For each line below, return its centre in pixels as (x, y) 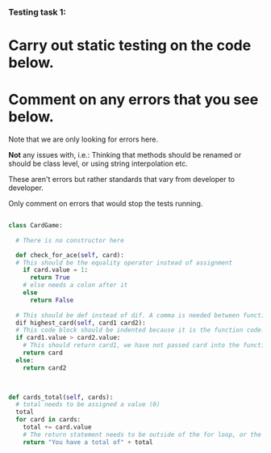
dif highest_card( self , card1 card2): (81, 323)
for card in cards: (48, 420)
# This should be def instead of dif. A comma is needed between (128, 315)
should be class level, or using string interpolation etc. (98, 163)
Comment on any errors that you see (133, 100)
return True (50, 277)
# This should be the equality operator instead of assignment (124, 262)
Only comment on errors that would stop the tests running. (106, 204)
